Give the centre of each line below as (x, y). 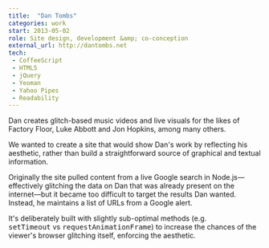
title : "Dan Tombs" (43, 16)
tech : (17, 53)
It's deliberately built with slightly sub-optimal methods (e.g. (108, 218)
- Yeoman (26, 83)
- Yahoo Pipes (35, 90)
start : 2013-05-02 (39, 30)
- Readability (35, 98)
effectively (26, 186)
